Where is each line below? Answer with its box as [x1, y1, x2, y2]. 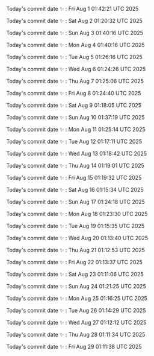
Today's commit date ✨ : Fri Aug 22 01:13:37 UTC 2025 [6, 259, 143, 265]
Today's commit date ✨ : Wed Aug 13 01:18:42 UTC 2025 [6, 150, 147, 157]
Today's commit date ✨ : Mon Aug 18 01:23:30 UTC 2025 [6, 211, 148, 217]
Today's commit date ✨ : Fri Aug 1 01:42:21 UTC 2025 [6, 5, 139, 12]
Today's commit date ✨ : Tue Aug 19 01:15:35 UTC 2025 [6, 223, 145, 229]
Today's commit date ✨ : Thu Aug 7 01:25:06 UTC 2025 [6, 78, 144, 84]
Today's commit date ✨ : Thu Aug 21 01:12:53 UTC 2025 [6, 247, 146, 253]
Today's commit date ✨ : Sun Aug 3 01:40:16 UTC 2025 [6, 30, 143, 36]
